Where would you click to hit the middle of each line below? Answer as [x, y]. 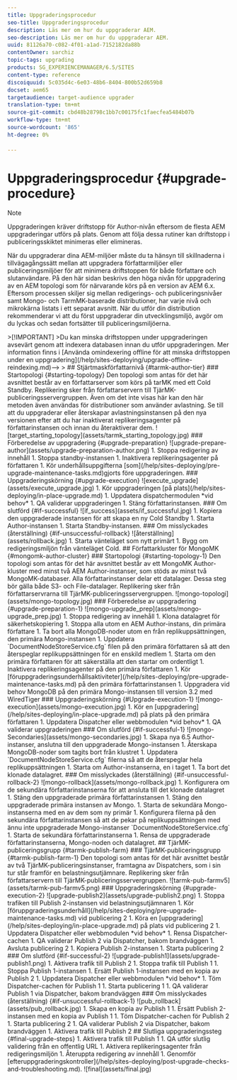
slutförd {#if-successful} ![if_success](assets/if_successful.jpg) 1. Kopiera [115, 511]
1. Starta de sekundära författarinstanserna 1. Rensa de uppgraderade [109, 835]
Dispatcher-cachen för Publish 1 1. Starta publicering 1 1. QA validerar [108, 986]
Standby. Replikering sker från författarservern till [80, 390]
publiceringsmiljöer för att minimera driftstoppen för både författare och [112, 271]
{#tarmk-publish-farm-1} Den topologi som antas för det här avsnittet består [118, 858]
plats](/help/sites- [200, 488]
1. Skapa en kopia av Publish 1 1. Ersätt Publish [150, 1009]
